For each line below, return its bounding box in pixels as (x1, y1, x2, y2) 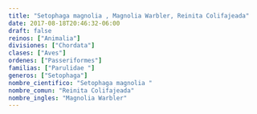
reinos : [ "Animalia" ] (8, 34, 81, 43)
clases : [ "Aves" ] (8, 49, 67, 57)
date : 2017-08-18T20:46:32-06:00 (8, 19, 120, 27)
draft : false (8, 26, 52, 35)
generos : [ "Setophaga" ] (8, 71, 88, 79)
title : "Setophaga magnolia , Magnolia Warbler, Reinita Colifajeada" (8, 11, 250, 20)
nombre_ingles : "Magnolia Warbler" (8, 94, 128, 102)
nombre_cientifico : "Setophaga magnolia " (8, 79, 153, 87)
